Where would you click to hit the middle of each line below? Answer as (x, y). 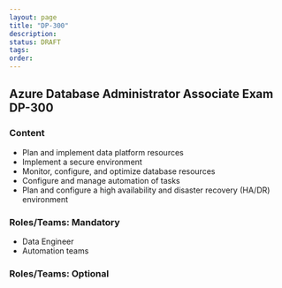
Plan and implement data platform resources (103, 152)
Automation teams (55, 250)
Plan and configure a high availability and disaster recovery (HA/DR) (146, 190)
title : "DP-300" (39, 26)
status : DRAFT (35, 42)
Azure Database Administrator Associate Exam (141, 94)
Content (27, 133)
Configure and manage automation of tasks (101, 180)
